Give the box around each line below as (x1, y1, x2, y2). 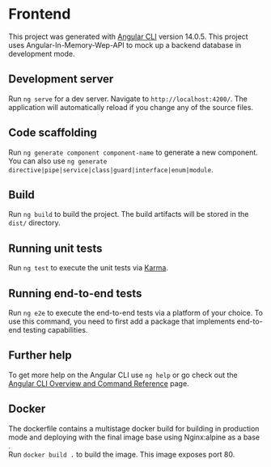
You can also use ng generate (8, 155, 108, 166)
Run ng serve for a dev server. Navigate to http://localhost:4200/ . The (8, 94, 248, 104)
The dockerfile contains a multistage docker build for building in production (8, 423, 260, 433)
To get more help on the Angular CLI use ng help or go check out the (8, 370, 238, 380)
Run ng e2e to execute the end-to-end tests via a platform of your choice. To (8, 308, 264, 317)
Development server (8, 72, 114, 86)
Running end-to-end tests (8, 287, 142, 300)
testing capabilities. (23, 325, 88, 334)
